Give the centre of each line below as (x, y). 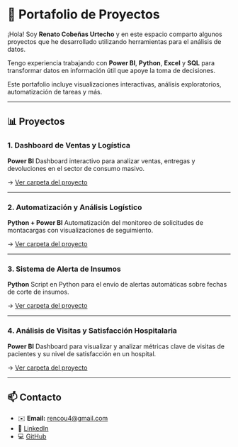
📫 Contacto (34, 397)
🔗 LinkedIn (33, 429)
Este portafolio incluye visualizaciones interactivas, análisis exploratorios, (114, 84)
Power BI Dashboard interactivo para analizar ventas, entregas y (101, 161)
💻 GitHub (32, 436)
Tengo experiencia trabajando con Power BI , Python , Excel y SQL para (111, 62)
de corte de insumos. (38, 292)
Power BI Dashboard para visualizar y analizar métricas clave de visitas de (116, 346)
